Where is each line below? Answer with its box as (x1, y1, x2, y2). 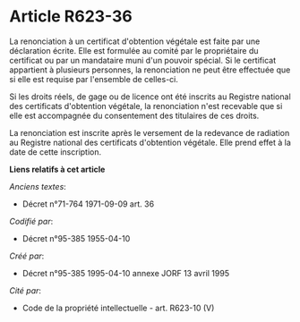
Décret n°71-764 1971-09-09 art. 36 (21, 199, 155, 209)
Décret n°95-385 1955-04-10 (21, 233, 131, 243)
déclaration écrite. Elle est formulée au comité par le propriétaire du (9, 45, 259, 55)
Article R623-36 (9, 6, 133, 27)
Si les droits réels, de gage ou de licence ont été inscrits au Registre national (9, 91, 291, 102)
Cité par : (9, 284, 42, 296)
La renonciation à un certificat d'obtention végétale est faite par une (9, 36, 261, 47)
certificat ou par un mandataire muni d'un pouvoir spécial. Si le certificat (9, 55, 276, 65)
